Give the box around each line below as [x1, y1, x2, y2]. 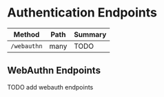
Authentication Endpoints [7, 5, 157, 21]
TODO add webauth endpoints [7, 83, 94, 91]
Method [13, 30, 40, 39]
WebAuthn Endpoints [7, 65, 101, 76]
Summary [73, 30, 107, 39]
